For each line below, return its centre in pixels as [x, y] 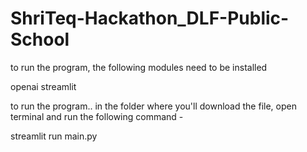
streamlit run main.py [54, 136]
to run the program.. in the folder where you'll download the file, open [153, 106]
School [40, 39]
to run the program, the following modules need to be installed [139, 67]
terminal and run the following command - [97, 116]
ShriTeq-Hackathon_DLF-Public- [150, 18]
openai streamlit [43, 86]
